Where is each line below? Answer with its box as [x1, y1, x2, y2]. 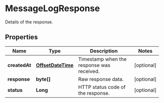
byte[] [36, 76, 51, 83]
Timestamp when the [78, 55, 127, 62]
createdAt [7, 62, 32, 69]
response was [78, 62, 111, 69]
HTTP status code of [78, 84, 126, 90]
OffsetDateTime [36, 62, 74, 69]
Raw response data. [78, 76, 124, 83]
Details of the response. [5, 19, 53, 25]
